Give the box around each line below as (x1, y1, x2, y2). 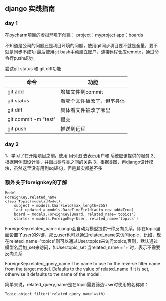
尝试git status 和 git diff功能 (5, 65, 61, 71)
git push (7, 125, 27, 132)
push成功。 (13, 55, 37, 61)
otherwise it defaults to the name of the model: (5, 271, 101, 277)
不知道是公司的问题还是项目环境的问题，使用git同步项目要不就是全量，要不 (5, 42, 158, 48)
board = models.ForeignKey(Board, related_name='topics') (14, 212, 136, 217)
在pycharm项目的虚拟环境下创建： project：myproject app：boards (5, 32, 143, 38)
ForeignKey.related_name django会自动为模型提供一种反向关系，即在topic (5, 226, 156, 232)
